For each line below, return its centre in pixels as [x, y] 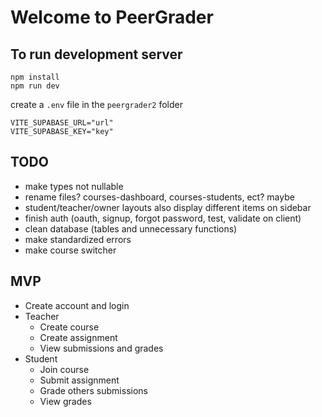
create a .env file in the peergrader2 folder [96, 104]
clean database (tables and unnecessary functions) [131, 228]
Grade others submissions [93, 390]
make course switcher [70, 250]
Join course [64, 369]
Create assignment [78, 337]
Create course [69, 327]
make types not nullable [74, 186]
